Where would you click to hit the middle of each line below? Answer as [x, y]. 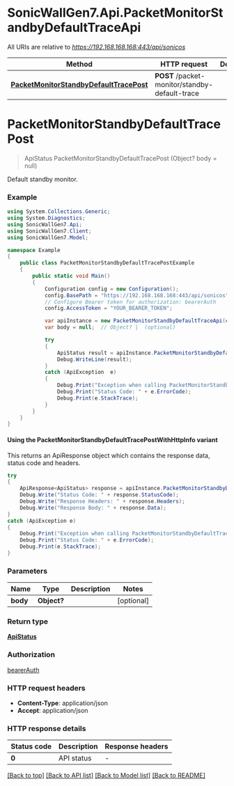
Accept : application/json [53, 711]
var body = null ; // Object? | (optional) [110, 328]
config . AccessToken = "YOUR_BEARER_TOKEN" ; [108, 308]
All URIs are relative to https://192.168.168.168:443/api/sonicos [96, 47]
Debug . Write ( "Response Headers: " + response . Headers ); [103, 501]
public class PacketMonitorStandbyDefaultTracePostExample [107, 263]
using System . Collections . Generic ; [59, 212]
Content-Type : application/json [62, 703]
